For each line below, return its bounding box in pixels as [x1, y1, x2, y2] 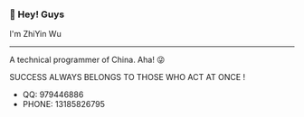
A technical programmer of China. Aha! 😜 [9, 54, 166, 66]
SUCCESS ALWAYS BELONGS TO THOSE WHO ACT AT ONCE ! [9, 72, 246, 83]
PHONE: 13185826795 [22, 99, 106, 110]
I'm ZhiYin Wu [9, 29, 62, 40]
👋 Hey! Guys [9, 8, 65, 21]
